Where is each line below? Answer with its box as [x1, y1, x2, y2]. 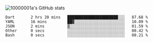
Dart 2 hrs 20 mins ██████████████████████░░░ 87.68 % [5, 15, 148, 20]
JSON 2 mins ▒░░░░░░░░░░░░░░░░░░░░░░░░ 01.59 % [5, 24, 148, 29]
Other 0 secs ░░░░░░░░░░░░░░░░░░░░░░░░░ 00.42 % [5, 28, 148, 33]
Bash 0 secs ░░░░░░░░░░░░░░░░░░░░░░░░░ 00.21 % [5, 33, 148, 38]
